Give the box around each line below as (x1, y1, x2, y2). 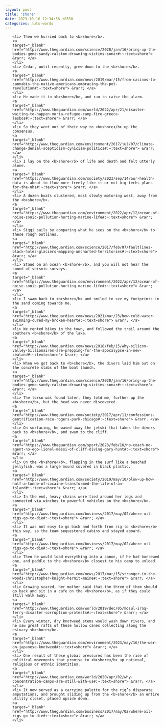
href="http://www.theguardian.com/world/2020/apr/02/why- (12, 675, 133, 680)
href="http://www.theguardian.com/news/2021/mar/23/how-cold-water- (12, 314, 155, 319)
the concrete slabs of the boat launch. (12, 365, 96, 370)
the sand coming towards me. (12, 301, 72, 306)
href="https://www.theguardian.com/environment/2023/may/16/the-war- (12, 641, 158, 645)
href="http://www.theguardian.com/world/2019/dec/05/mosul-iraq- (12, 606, 148, 611)
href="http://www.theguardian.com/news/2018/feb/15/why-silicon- (12, 344, 148, 349)
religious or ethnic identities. (12, 662, 81, 667)
